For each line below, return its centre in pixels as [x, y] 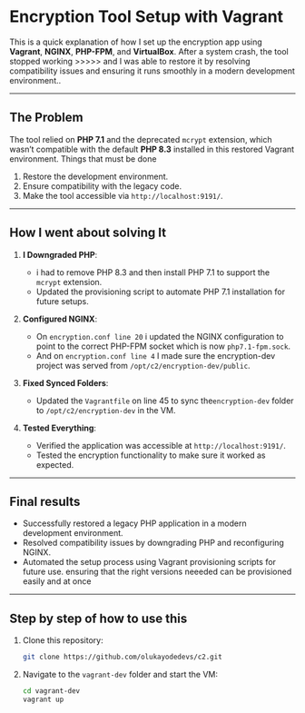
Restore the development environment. [95, 176]
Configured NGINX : [60, 319]
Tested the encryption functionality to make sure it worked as [151, 455]
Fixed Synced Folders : [65, 382]
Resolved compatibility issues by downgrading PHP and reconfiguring [153, 543]
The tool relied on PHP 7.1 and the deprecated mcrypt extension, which [141, 139]
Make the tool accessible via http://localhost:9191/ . [123, 195]
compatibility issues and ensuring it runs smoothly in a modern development [152, 71]
